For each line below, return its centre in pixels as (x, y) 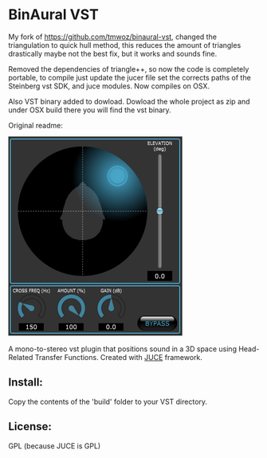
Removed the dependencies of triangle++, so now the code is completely (129, 69)
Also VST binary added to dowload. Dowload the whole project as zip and (129, 101)
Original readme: (36, 125)
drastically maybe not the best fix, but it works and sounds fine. (113, 53)
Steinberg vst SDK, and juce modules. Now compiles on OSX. (109, 86)
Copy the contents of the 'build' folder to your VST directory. (108, 401)
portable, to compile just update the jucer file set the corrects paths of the (130, 77)
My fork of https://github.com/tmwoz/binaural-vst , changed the (113, 37)
